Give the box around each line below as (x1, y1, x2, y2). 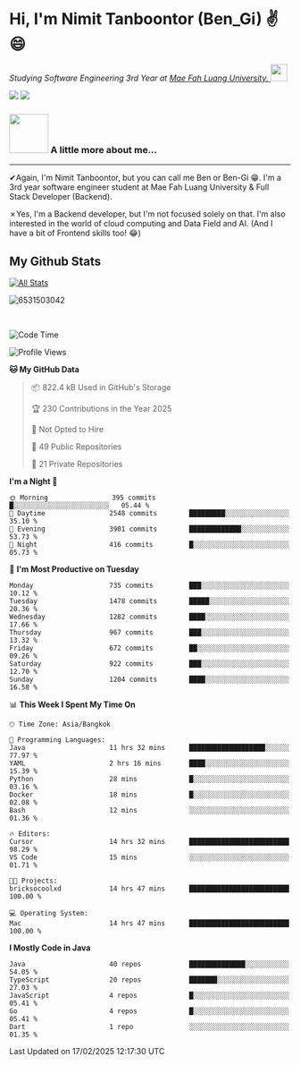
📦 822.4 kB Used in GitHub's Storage (30, 382, 171, 393)
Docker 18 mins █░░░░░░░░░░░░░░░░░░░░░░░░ (9, 790, 290, 799)
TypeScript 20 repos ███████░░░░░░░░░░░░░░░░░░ (9, 976, 290, 984)
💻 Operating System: (9, 909, 89, 918)
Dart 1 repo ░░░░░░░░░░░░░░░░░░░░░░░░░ (9, 1023, 290, 1032)
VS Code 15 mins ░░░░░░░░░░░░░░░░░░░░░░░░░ (9, 853, 290, 862)
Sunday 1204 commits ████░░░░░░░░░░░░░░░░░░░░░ (9, 675, 290, 685)
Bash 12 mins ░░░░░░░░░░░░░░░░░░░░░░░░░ (9, 806, 290, 815)
